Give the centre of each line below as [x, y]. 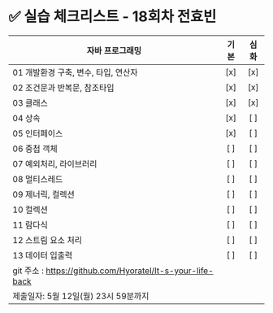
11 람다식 [30, 224]
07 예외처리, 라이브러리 [55, 163]
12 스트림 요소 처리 [48, 240]
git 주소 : [28, 271]
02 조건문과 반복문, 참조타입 [63, 88]
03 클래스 [30, 102]
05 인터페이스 [38, 133]
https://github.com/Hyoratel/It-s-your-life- [130, 271]
